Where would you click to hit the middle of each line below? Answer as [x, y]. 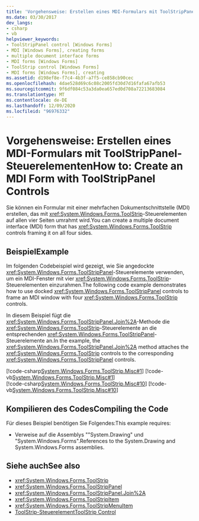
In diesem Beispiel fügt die [38, 315]
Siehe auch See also [43, 466]
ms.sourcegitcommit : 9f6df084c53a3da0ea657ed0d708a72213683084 [86, 89]
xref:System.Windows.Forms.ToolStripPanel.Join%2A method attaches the [97, 347]
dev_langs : [20, 23]
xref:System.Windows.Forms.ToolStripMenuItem [74, 506]
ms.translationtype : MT [36, 95]
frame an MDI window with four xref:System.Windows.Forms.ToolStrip [92, 297]
